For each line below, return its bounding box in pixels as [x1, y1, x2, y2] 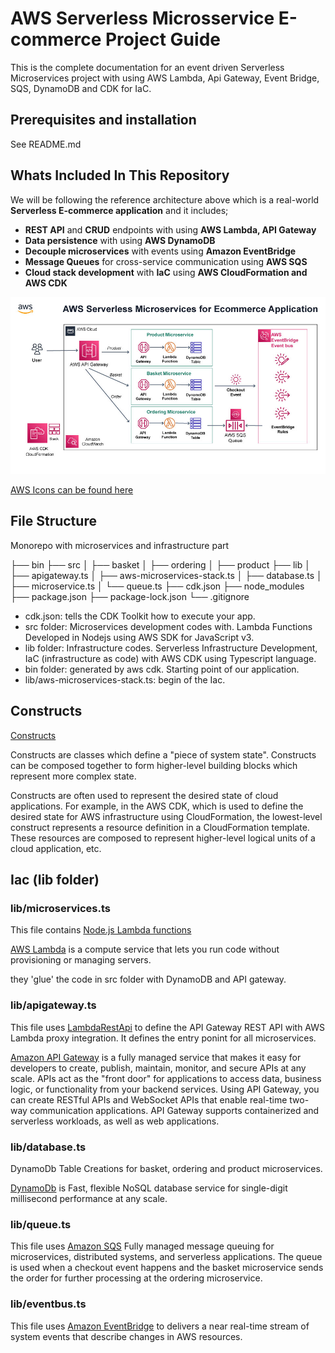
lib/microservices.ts [10, 902, 111, 915]
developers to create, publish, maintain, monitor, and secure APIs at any [10, 1062, 307, 1074]
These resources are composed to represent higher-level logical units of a [10, 832, 316, 844]
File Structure [10, 513, 97, 530]
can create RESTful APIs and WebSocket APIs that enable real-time [10, 1093, 288, 1106]
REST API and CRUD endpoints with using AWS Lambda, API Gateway [24, 223, 317, 236]
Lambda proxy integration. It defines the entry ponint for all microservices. [10, 1032, 317, 1044]
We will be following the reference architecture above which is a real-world [10, 193, 320, 206]
